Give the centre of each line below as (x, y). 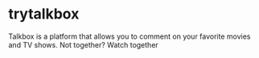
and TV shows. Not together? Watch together (83, 44)
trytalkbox (44, 14)
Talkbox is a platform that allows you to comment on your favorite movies (129, 36)
